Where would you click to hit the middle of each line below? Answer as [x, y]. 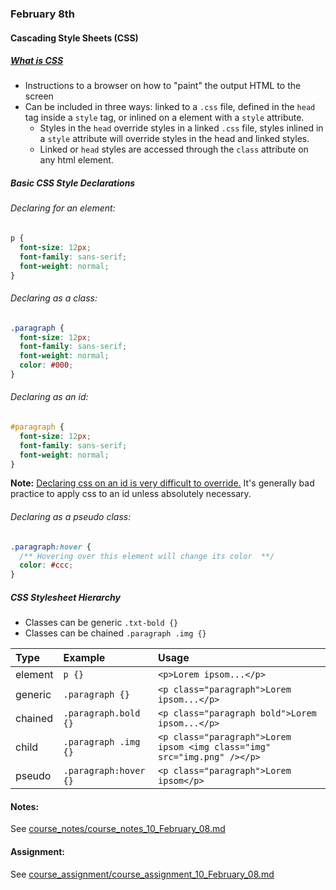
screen [39, 96]
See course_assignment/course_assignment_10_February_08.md [142, 874]
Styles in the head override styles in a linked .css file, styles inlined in [181, 128]
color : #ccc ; [46, 565]
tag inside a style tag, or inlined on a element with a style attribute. [164, 118]
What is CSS [37, 61]
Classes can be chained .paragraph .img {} [115, 633]
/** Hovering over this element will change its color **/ [147, 556]
